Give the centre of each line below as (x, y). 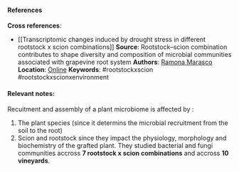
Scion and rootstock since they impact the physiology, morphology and (122, 138)
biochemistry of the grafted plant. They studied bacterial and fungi (115, 146)
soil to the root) (40, 131)
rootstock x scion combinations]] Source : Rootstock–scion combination (122, 47)
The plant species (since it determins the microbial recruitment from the (123, 123)
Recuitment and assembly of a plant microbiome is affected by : (101, 109)
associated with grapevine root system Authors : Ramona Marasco (115, 62)
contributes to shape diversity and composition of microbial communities (124, 55)
